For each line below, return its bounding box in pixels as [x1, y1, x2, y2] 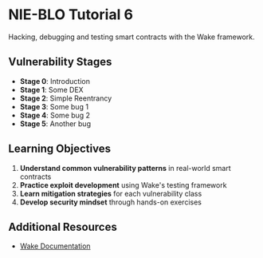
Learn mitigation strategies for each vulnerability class [19, 189, 202, 198]
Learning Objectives [8, 142, 112, 156]
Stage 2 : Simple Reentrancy [19, 93, 112, 103]
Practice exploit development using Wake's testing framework [19, 180, 227, 189]
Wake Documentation [19, 241, 91, 251]
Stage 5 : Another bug [19, 118, 92, 129]
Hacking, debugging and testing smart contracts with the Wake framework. [8, 32, 255, 42]
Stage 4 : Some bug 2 [19, 110, 90, 120]
